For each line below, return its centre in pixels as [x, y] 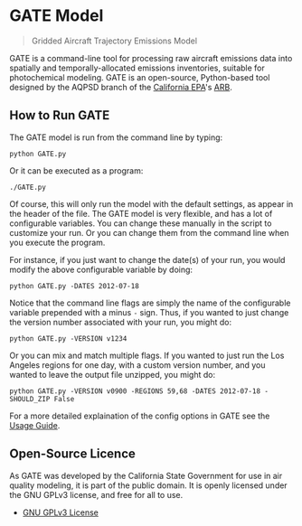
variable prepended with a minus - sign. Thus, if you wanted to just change [149, 312]
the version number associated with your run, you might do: [121, 322]
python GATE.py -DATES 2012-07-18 [75, 286]
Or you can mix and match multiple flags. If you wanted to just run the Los [147, 355]
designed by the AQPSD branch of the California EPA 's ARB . [121, 87]
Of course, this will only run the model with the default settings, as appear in [151, 203]
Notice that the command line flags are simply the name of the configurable [150, 303]
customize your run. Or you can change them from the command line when [149, 232]
